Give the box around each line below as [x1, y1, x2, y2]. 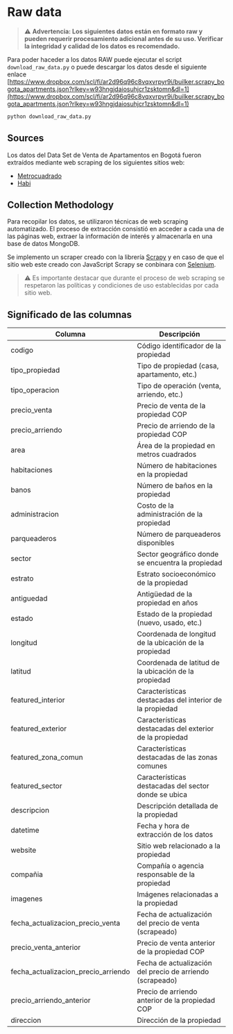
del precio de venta [137, 918, 200, 928]
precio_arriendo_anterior [10, 996, 92, 1006]
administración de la [137, 510, 203, 519]
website [10, 845, 37, 855]
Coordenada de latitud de [137, 658, 220, 667]
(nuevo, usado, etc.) [137, 618, 202, 628]
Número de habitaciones [137, 461, 217, 471]
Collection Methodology [7, 199, 114, 211]
